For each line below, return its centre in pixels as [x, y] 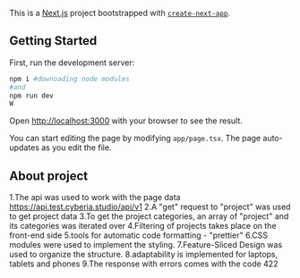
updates [25, 147]
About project [48, 176]
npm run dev [31, 96]
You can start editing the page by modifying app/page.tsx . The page [135, 139]
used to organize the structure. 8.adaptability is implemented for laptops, [144, 255]
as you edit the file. [77, 147]
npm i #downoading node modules [69, 79]
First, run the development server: [72, 63]
